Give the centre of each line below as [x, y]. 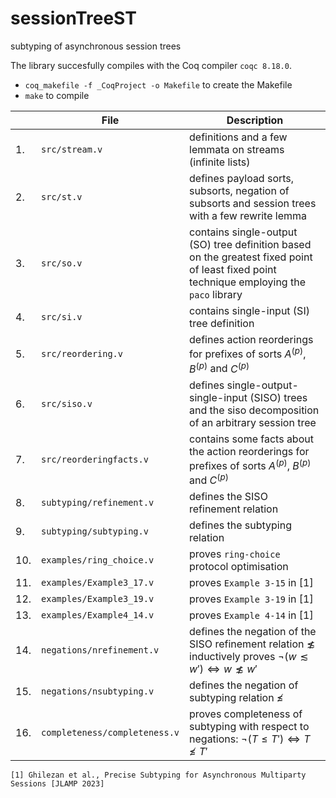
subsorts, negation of [239, 190]
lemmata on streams [237, 149]
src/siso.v [67, 403]
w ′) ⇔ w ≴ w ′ [223, 669]
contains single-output [243, 232]
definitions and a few [238, 137]
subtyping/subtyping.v [95, 531]
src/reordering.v [82, 354]
